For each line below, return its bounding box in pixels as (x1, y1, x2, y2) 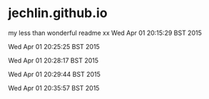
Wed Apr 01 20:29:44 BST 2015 (8, 70, 101, 78)
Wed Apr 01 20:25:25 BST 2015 (8, 42, 101, 51)
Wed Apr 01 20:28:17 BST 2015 (8, 56, 99, 65)
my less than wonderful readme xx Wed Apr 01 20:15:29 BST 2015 (8, 28, 202, 37)
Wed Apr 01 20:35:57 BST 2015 (8, 83, 100, 92)
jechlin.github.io (8, 5, 108, 21)
